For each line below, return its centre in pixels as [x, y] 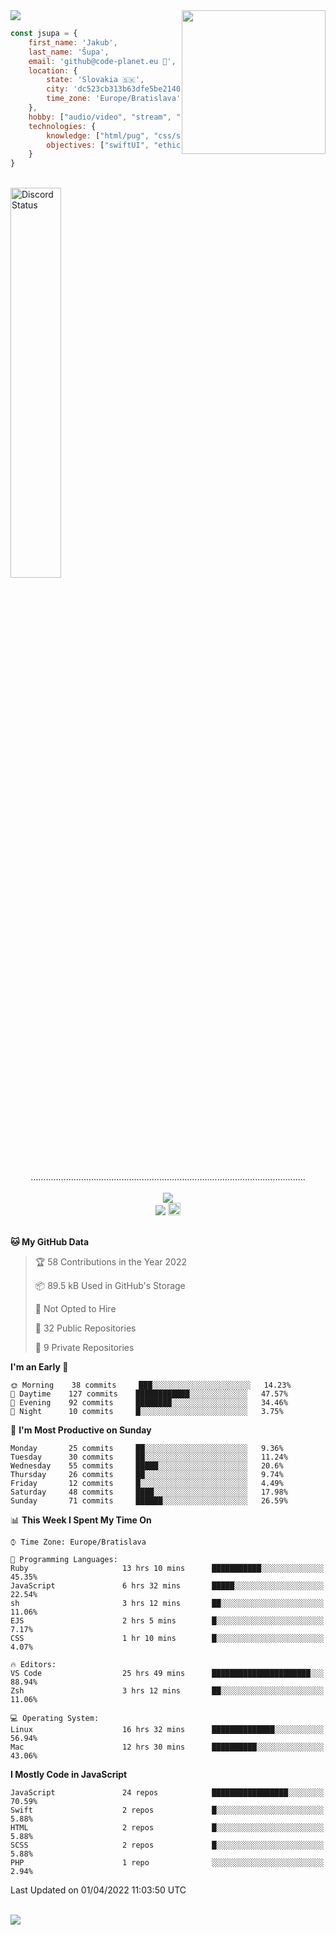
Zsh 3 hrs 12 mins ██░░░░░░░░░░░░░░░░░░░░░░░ [167, 1691]
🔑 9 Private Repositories [84, 1348]
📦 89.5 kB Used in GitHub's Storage [110, 1286]
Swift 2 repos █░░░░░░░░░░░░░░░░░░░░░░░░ [167, 1810]
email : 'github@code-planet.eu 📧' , [102, 61]
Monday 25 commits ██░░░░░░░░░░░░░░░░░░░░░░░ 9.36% [147, 1449]
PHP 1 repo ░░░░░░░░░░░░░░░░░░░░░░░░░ [167, 1863]
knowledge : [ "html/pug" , [98, 135]
